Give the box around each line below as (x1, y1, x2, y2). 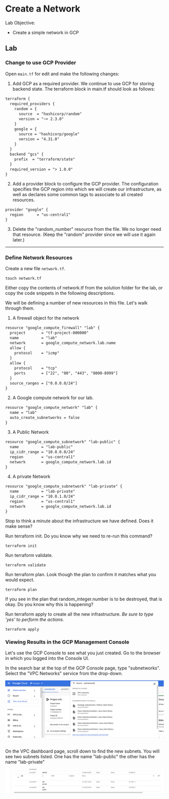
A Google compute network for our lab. (12, 394, 94, 401)
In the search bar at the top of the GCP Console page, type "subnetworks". (5, 665, 160, 671)
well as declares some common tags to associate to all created (12, 191, 143, 197)
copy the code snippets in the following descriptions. (5, 290, 115, 296)
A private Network (12, 473, 51, 479)
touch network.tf (5, 276, 42, 281)
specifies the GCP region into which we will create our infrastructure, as (12, 186, 162, 192)
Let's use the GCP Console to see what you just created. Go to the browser (5, 650, 161, 656)
